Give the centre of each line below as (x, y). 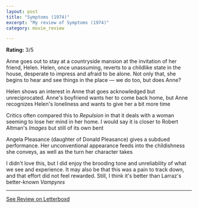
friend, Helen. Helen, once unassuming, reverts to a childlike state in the (93, 68)
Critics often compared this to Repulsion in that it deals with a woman (90, 115)
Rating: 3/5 (20, 50)
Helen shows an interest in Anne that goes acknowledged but (81, 91)
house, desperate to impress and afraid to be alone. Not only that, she (91, 74)
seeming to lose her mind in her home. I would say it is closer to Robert (92, 122)
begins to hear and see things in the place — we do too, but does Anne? (94, 80)
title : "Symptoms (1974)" (38, 17)
